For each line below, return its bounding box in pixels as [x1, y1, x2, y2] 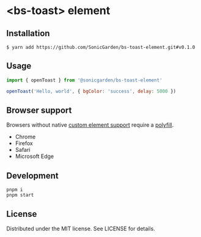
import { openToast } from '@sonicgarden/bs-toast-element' [6, 77, 163, 83]
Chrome [15, 133, 36, 141]
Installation [6, 28, 50, 39]
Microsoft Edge [15, 152, 54, 160]
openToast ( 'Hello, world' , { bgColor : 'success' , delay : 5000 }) [6, 88, 177, 94]
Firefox [15, 140, 34, 147]
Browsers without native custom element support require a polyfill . [6, 121, 174, 129]
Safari [15, 146, 31, 154]
